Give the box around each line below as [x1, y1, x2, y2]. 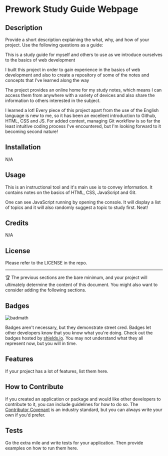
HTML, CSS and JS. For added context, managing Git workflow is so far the [5, 118, 160, 123]
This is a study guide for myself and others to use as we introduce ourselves [5, 51, 162, 57]
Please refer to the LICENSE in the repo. [5, 260, 87, 266]
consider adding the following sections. [5, 287, 86, 293]
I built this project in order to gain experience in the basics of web [5, 66, 140, 72]
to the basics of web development [5, 57, 75, 63]
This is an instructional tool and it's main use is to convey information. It [5, 184, 152, 190]
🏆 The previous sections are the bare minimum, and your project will [5, 274, 147, 280]
